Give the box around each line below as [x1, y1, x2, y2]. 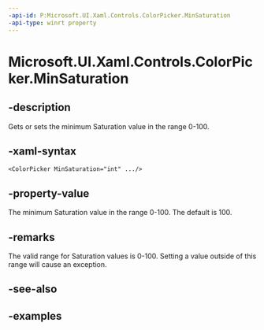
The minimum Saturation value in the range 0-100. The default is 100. [8, 208, 232, 217]
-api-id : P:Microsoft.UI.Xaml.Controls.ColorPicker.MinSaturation [8, 11, 231, 20]
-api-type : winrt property [8, 19, 97, 27]
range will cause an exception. [8, 259, 108, 269]
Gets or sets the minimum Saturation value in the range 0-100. [8, 121, 210, 131]
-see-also [8, 283, 58, 296]
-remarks [8, 230, 55, 244]
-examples [8, 309, 62, 323]
